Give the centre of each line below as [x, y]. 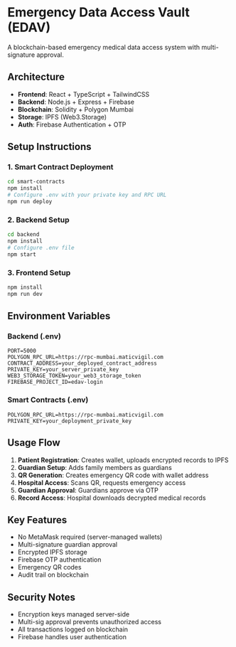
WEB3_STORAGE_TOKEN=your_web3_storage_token [74, 376]
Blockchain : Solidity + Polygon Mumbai [75, 109]
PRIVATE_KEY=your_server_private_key [63, 370]
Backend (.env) [34, 336]
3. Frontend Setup [39, 272]
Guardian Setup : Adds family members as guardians [95, 467]
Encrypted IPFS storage [52, 552]
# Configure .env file [41, 247]
